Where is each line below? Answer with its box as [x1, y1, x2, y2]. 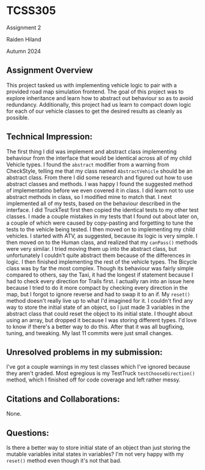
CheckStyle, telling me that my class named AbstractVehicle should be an [6, 167, 193, 175]
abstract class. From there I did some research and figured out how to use [6, 173, 193, 181]
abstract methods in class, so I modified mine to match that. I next [6, 193, 172, 200]
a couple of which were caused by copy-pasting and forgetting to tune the [6, 219, 193, 226]
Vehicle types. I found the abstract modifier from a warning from [6, 161, 170, 168]
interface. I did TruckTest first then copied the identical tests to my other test [6, 206, 199, 214]
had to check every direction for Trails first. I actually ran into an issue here [6, 277, 195, 284]
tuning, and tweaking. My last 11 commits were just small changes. [6, 329, 173, 336]
